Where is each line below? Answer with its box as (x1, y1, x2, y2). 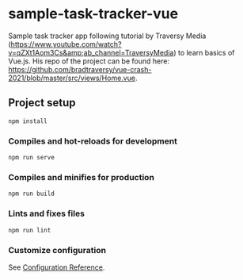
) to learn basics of (173, 48, 235, 57)
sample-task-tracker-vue (8, 5, 179, 23)
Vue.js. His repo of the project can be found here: (8, 56, 170, 66)
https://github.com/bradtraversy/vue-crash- (8, 64, 152, 74)
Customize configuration (8, 244, 107, 255)
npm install (8, 117, 47, 125)
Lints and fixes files (8, 208, 85, 219)
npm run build (8, 190, 55, 198)
